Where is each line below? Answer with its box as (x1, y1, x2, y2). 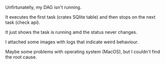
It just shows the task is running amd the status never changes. (5, 29, 138, 35)
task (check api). (5, 20, 41, 25)
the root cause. (5, 54, 37, 60)
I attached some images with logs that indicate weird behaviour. (5, 39, 139, 45)
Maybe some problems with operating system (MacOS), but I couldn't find (5, 49, 160, 54)
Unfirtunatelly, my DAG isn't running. (5, 5, 82, 10)
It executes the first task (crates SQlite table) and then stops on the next (5, 14, 156, 20)
